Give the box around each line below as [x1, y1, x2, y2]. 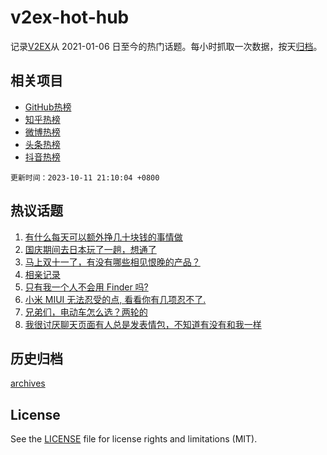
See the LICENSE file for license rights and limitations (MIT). [10, 433, 258, 445]
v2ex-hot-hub [10, 6, 130, 29]
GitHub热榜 [24, 101, 72, 113]
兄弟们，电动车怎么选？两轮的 [24, 306, 148, 318]
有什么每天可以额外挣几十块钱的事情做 [24, 231, 183, 243]
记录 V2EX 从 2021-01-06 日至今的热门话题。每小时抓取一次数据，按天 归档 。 [10, 40, 323, 52]
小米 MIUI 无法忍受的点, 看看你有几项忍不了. [24, 293, 207, 305]
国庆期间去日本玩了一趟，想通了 [24, 243, 157, 255]
